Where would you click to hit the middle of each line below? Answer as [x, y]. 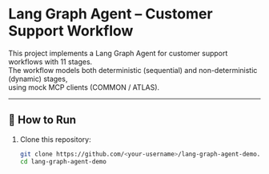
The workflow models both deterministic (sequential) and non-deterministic [133, 70]
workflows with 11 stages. [50, 62]
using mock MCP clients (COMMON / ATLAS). [84, 87]
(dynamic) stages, [38, 79]
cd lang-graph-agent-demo [63, 161]
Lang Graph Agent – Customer [111, 14]
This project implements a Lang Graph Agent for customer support [118, 53]
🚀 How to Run [42, 120]
